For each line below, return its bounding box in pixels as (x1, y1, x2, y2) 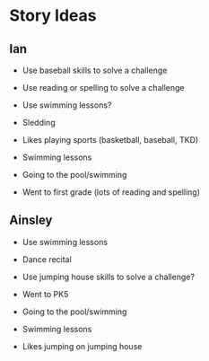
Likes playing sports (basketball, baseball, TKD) (22, 135, 199, 145)
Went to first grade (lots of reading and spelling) (22, 187, 200, 198)
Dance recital (22, 253, 72, 265)
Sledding (22, 118, 56, 128)
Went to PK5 (22, 288, 69, 299)
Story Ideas (9, 5, 97, 26)
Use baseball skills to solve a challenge (22, 65, 168, 75)
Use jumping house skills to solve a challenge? (22, 271, 196, 282)
